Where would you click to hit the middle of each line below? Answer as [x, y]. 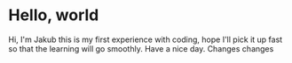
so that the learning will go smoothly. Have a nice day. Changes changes [141, 48]
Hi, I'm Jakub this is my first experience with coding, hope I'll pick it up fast [146, 39]
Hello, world [54, 15]
